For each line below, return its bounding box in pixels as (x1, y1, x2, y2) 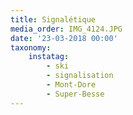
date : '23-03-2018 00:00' (10, 33, 118, 43)
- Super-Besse (46, 89, 105, 99)
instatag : (28, 52, 70, 62)
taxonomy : (10, 42, 52, 53)
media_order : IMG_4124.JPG (10, 24, 123, 34)
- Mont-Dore (46, 80, 97, 90)
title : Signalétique (10, 14, 97, 25)
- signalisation (46, 71, 114, 81)
